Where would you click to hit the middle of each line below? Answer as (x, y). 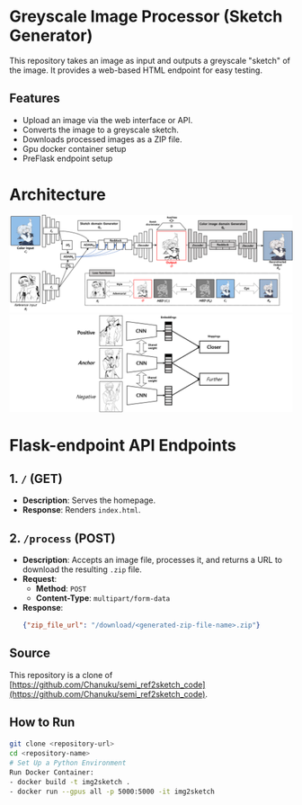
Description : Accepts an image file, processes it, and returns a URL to (152, 559)
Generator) (51, 36)
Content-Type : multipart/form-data (103, 598)
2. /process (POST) (62, 538)
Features (35, 98)
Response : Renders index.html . (81, 510)
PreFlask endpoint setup (67, 158)
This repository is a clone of (61, 675)
